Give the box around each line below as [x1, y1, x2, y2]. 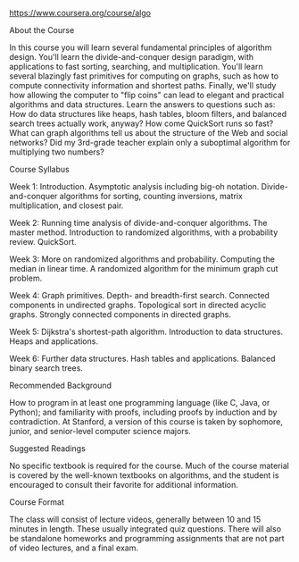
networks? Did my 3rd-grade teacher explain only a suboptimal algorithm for [9, 138, 291, 147]
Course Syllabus [9, 164, 70, 174]
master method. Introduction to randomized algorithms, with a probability [9, 227, 278, 238]
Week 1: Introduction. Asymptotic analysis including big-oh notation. [9, 181, 260, 191]
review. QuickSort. [9, 237, 78, 247]
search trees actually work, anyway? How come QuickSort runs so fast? [9, 118, 274, 129]
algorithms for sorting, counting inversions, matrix [59, 191, 244, 201]
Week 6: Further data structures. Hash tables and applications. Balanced [9, 353, 276, 364]
